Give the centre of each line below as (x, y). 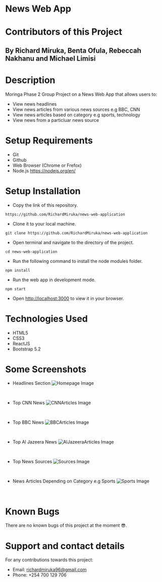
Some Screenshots (46, 369)
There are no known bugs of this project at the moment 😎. (66, 525)
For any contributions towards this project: (49, 560)
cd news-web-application (31, 252)
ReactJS (21, 343)
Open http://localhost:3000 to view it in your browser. (68, 298)
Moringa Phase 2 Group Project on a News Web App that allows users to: (81, 94)
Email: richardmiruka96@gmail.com (49, 570)
